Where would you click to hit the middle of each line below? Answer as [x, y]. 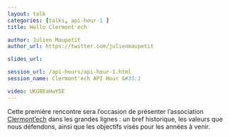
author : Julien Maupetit [44, 40]
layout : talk [27, 14]
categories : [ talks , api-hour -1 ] [59, 21]
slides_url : [25, 59]
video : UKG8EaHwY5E [36, 91]
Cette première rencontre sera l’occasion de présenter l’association [105, 111]
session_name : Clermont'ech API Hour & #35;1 [74, 79]
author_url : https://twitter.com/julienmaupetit [81, 47]
